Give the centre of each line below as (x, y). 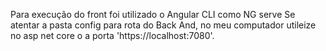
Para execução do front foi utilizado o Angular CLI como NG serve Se (153, 14)
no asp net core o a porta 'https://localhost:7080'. (112, 35)
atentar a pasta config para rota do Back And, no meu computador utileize (163, 25)
